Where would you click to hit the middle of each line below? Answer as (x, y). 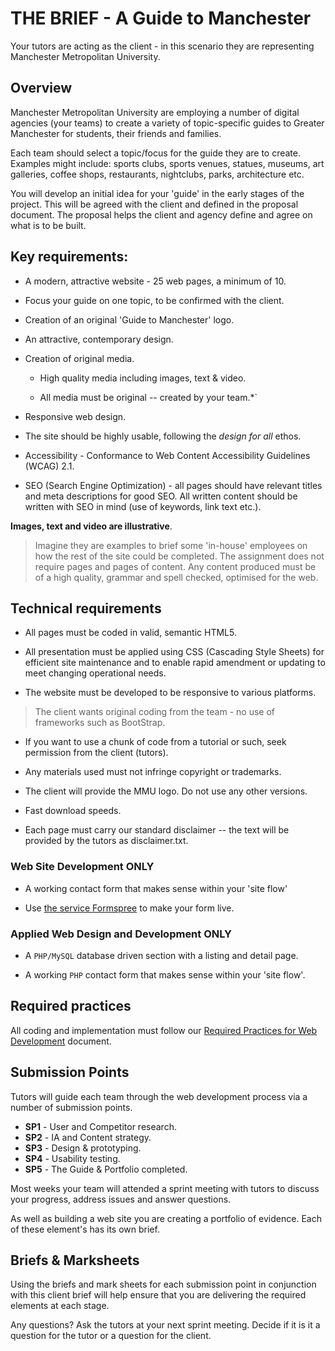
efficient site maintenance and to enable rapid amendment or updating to (175, 663)
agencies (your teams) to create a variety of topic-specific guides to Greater (167, 123)
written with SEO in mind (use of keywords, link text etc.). (143, 506)
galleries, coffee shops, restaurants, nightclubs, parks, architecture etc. (157, 174)
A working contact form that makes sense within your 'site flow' (156, 888)
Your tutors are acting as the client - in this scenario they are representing (162, 46)
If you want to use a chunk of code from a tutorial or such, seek (155, 742)
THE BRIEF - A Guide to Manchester (161, 18)
